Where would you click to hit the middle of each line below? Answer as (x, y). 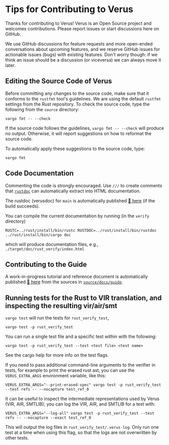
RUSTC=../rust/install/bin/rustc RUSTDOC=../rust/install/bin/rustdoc (81, 230)
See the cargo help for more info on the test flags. (57, 355)
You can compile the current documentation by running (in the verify (77, 216)
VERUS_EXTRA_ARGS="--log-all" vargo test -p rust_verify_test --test (80, 413)
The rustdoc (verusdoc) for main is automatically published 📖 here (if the (80, 201)
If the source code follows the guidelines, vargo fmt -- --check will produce (85, 128)
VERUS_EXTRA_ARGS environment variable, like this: (56, 376)
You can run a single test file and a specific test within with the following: (81, 336)
